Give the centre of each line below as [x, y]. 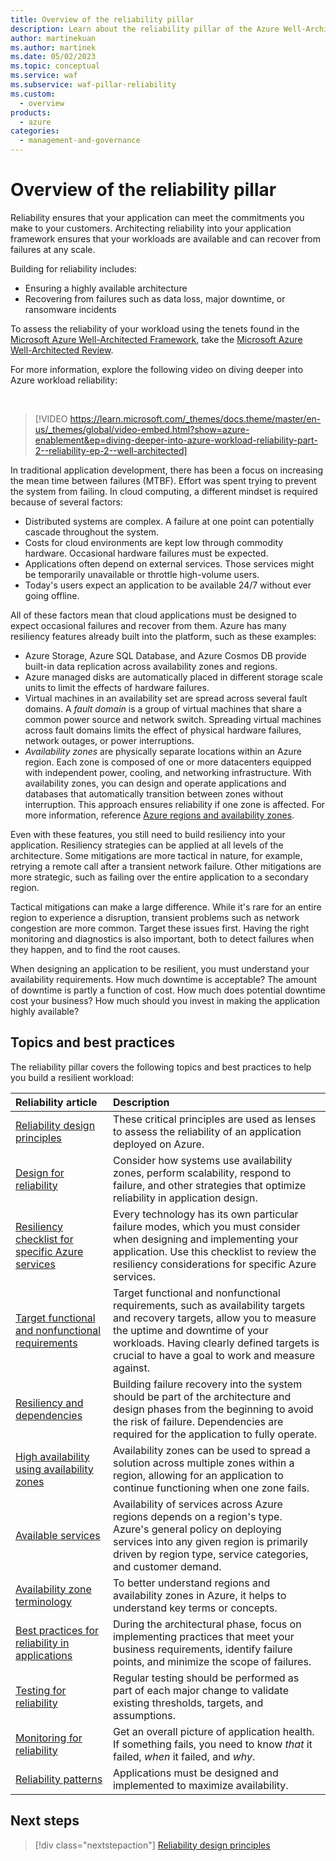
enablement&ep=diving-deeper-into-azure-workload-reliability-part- [176, 440]
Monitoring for [49, 1738]
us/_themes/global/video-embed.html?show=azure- [142, 429]
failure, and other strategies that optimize [209, 1185]
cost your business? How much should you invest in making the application [165, 1000]
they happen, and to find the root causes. [95, 949]
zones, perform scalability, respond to [202, 1173]
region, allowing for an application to [198, 1475]
